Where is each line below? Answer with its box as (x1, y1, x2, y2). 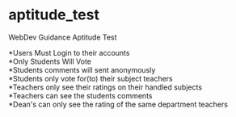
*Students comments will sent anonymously (8, 65, 156, 74)
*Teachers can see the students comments (8, 90, 153, 100)
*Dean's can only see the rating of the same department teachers (8, 99, 229, 109)
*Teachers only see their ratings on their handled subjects (8, 82, 203, 92)
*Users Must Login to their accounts (8, 48, 130, 57)
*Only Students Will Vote (8, 56, 91, 66)
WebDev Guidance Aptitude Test (8, 32, 117, 42)
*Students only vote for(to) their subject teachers (8, 73, 174, 83)
